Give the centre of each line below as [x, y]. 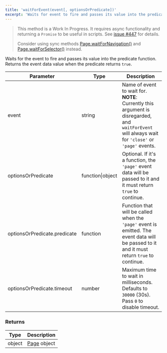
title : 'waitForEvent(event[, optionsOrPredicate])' [61, 10]
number [90, 288]
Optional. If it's [139, 154]
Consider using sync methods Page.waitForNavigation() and [79, 43]
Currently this [138, 103]
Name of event [139, 84]
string [88, 115]
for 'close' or [138, 139]
